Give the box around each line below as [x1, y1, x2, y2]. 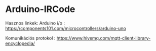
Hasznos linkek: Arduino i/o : [5, 20, 65, 26]
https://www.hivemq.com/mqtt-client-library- [56, 35, 151, 41]
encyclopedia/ [5, 40, 35, 46]
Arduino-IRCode [5, 3, 75, 15]
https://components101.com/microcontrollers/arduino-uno [5, 25, 127, 31]
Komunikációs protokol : [5, 35, 56, 41]
